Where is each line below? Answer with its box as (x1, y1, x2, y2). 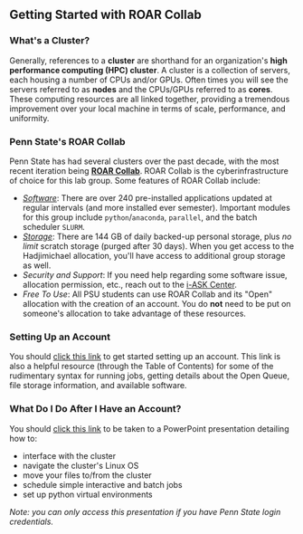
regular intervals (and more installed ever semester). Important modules (22, 202, 291, 213)
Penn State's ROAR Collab (9, 135, 126, 148)
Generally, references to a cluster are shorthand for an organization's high (9, 54, 288, 66)
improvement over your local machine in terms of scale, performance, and (9, 103, 287, 114)
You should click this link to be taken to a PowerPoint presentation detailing (9, 423, 289, 434)
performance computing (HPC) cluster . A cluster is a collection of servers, (9, 64, 291, 75)
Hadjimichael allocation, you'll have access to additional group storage (22, 250, 286, 261)
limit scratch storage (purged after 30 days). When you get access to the (22, 240, 295, 252)
